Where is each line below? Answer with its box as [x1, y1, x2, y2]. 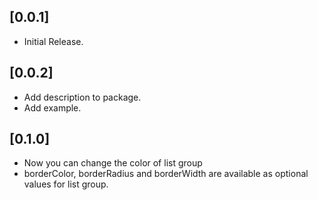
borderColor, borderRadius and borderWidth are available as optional [23, 168, 309, 180]
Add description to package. [23, 91, 142, 103]
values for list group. [23, 178, 109, 190]
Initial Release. [23, 35, 84, 47]
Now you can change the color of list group [23, 157, 203, 169]
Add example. [23, 101, 82, 114]
